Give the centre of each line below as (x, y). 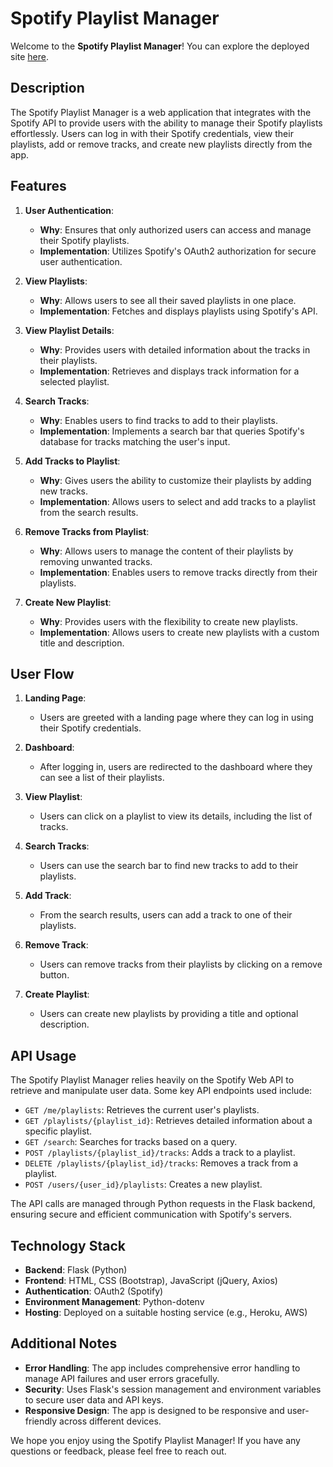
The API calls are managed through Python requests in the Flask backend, (163, 1204)
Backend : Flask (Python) (76, 1270)
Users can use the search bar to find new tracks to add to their (169, 866)
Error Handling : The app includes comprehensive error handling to (162, 1368)
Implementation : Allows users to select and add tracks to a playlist (177, 501)
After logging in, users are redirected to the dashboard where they (176, 767)
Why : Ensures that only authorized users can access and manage (175, 229)
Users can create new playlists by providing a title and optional (169, 1014)
